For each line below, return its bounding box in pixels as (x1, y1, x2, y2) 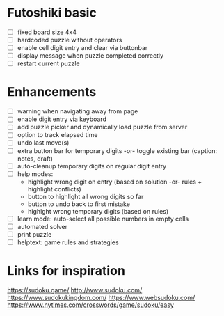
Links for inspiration (7, 263, 125, 279)
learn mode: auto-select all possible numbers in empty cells (17, 214, 189, 223)
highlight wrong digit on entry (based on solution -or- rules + (27, 177, 202, 186)
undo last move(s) (17, 139, 70, 147)
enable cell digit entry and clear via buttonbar (17, 44, 148, 52)
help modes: (17, 169, 54, 178)
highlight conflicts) (27, 184, 81, 193)
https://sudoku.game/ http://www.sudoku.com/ (7, 285, 143, 294)
